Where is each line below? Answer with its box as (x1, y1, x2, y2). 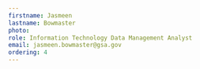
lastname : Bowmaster (8, 19, 77, 27)
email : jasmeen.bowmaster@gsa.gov (8, 41, 123, 49)
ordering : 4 (8, 48, 47, 56)
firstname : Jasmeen (8, 11, 73, 20)
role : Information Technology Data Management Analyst (8, 33, 193, 42)
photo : (8, 26, 30, 34)
